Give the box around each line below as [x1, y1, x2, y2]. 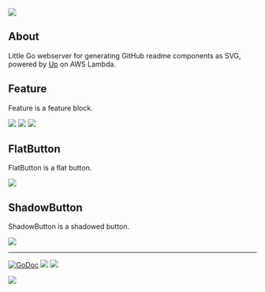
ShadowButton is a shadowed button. [8, 222, 130, 231]
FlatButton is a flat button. [8, 163, 92, 173]
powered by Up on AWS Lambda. [8, 59, 117, 69]
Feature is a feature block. [8, 103, 93, 113]
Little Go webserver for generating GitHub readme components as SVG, [8, 51, 241, 60]
